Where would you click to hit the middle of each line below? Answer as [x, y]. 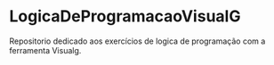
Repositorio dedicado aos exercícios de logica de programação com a [137, 41]
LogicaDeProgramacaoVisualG [125, 16]
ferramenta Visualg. [45, 50]
